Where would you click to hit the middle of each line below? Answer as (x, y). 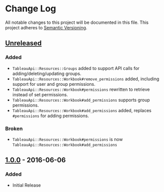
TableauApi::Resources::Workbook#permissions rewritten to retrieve (81, 89)
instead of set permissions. (40, 94)
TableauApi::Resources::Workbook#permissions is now (68, 139)
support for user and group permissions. (54, 84)
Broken (14, 128)
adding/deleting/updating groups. (47, 73)
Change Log (31, 9)
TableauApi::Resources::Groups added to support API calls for (76, 68)
